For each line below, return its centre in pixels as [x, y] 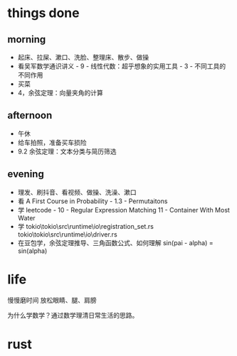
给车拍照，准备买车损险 [52, 142]
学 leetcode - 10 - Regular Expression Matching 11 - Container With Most [123, 210]
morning [27, 39]
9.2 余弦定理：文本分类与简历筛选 [67, 151]
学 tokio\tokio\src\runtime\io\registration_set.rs [86, 226]
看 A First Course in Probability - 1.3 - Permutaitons [93, 201]
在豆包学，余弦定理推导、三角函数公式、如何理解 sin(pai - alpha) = [115, 242]
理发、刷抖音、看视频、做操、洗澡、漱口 [77, 192]
